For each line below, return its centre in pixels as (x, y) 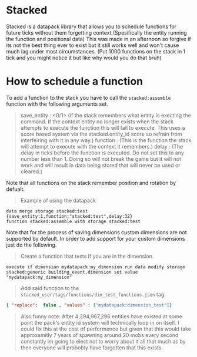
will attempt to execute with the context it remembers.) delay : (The (102, 146)
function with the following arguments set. (57, 104)
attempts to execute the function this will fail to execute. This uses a (103, 127)
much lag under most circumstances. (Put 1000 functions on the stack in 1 (96, 51)
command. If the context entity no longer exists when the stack (97, 122)
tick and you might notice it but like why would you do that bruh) (84, 58)
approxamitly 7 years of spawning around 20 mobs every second (99, 335)
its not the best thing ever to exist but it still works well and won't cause (93, 45)
